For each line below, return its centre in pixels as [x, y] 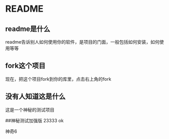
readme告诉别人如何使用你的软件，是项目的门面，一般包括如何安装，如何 [82, 42]
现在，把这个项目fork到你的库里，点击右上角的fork [58, 79]
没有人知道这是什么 [35, 97]
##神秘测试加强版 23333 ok [34, 120]
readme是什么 [28, 29]
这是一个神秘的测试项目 [30, 110]
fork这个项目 [25, 66]
